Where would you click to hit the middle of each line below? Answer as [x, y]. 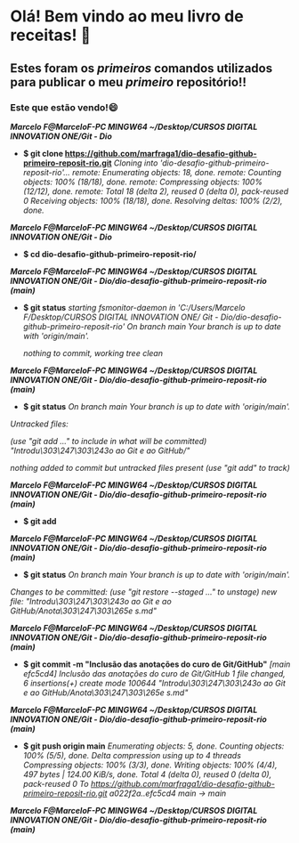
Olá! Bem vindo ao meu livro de [127, 16]
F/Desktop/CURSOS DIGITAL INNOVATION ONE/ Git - [121, 317]
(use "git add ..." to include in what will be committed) [109, 441]
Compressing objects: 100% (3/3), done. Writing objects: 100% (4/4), [150, 765]
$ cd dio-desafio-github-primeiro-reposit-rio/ [109, 254]
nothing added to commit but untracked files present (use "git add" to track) [150, 467]
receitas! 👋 [51, 35]
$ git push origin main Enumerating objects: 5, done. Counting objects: [154, 746]
